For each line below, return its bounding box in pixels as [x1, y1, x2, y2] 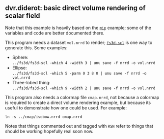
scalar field [5, 12, 40, 20]
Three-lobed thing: [12, 79, 51, 85]
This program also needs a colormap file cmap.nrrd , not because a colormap [5, 94, 160, 100]
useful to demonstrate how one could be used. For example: [5, 104, 127, 110]
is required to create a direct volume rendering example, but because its [5, 100, 151, 105]
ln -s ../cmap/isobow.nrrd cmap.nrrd [5, 114, 82, 119]
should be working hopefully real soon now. [5, 128, 94, 134]
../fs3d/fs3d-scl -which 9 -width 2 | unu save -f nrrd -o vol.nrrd [12, 86, 156, 91]
